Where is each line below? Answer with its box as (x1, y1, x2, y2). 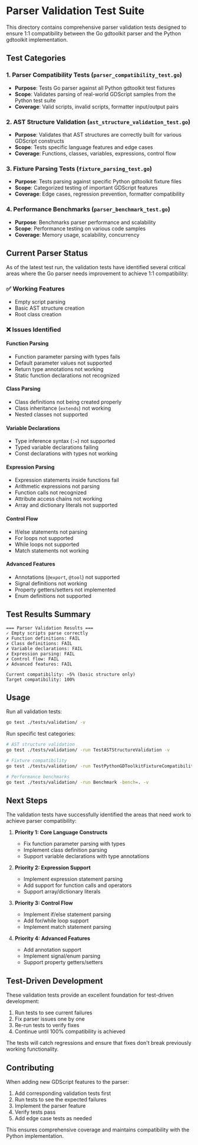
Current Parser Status (6, 248, 88, 258)
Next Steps (6, 795, 48, 805)
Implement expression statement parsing (23, 876, 123, 883)
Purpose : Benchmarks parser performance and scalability (14, 219, 156, 226)
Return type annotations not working (14, 365, 104, 372)
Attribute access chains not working (14, 495, 103, 502)
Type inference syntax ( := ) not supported (14, 438, 115, 445)
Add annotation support (23, 947, 81, 954)
